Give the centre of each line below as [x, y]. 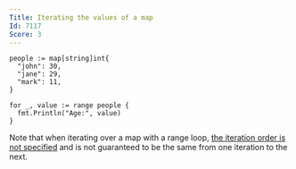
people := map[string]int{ [59, 59]
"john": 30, [40, 67]
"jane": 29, [40, 74]
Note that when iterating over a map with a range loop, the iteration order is [148, 138]
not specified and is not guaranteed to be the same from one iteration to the [148, 148]
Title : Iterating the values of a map [81, 17]
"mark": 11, [40, 82]
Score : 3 [25, 34]
